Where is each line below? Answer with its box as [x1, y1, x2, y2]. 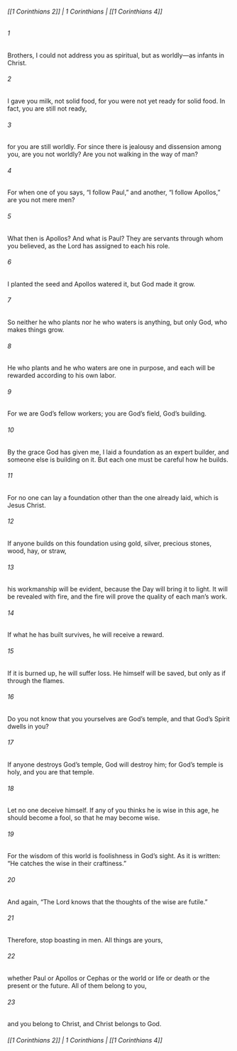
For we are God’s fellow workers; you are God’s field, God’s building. [7, 409, 207, 418]
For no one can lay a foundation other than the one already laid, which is [7, 493, 219, 501]
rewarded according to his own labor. [7, 371, 116, 380]
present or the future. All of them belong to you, [7, 982, 147, 990]
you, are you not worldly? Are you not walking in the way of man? [7, 150, 199, 159]
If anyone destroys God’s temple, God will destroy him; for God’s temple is [7, 760, 224, 769]
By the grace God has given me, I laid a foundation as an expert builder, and [7, 447, 229, 456]
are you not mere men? [7, 196, 75, 204]
